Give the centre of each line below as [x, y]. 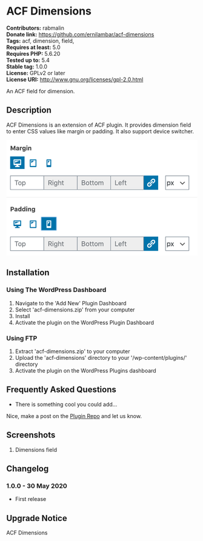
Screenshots [31, 435]
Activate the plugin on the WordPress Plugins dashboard [85, 370]
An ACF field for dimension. [41, 91]
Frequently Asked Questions [62, 390]
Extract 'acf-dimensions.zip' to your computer [72, 351]
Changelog [28, 469]
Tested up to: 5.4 [28, 60]
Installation [28, 273]
